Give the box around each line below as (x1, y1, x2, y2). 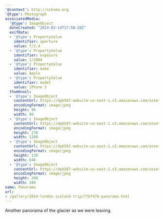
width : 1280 (14, 135, 38, 140)
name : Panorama (5, 185, 36, 190)
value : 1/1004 (14, 57, 42, 62)
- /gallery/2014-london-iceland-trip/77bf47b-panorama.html (5, 194, 130, 199)
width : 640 (14, 157, 36, 162)
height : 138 (14, 153, 38, 158)
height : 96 (14, 107, 36, 113)
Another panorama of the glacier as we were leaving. (5, 207, 112, 213)
